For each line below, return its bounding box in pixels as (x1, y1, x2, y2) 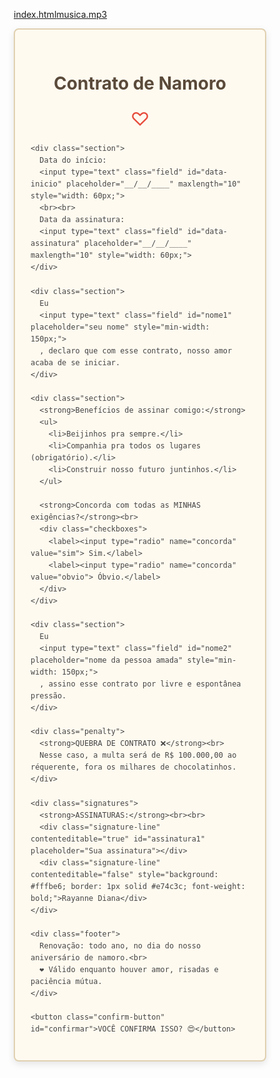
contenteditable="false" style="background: (30, 869, 219, 879)
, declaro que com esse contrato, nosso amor (39, 345, 233, 356)
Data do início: (39, 155, 107, 166)
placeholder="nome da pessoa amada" (30, 655, 184, 665)
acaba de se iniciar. (30, 357, 121, 368)
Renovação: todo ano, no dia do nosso (39, 941, 202, 951)
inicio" (30, 179, 63, 189)
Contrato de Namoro (53, 72, 227, 95)
